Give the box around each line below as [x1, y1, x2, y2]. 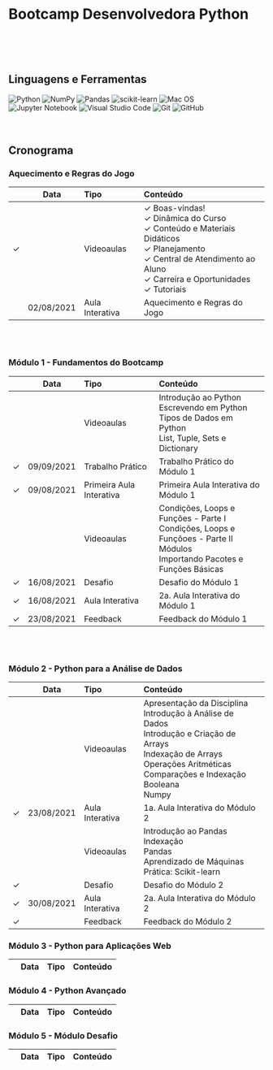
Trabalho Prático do [158, 456, 234, 467]
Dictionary [158, 442, 199, 453]
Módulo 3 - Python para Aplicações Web [8, 940, 172, 951]
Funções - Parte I [158, 513, 226, 524]
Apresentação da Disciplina [143, 698, 249, 709]
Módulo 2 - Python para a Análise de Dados [8, 663, 183, 674]
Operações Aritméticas [143, 759, 232, 770]
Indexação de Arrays [143, 748, 223, 760]
